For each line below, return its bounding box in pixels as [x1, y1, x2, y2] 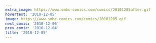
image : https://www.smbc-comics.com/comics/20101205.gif [5, 16, 126, 21]
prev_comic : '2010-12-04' [5, 26, 59, 31]
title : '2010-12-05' [5, 30, 48, 35]
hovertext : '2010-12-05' [5, 12, 57, 17]
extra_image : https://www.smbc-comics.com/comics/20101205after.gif [5, 7, 151, 12]
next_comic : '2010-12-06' [5, 21, 59, 26]
